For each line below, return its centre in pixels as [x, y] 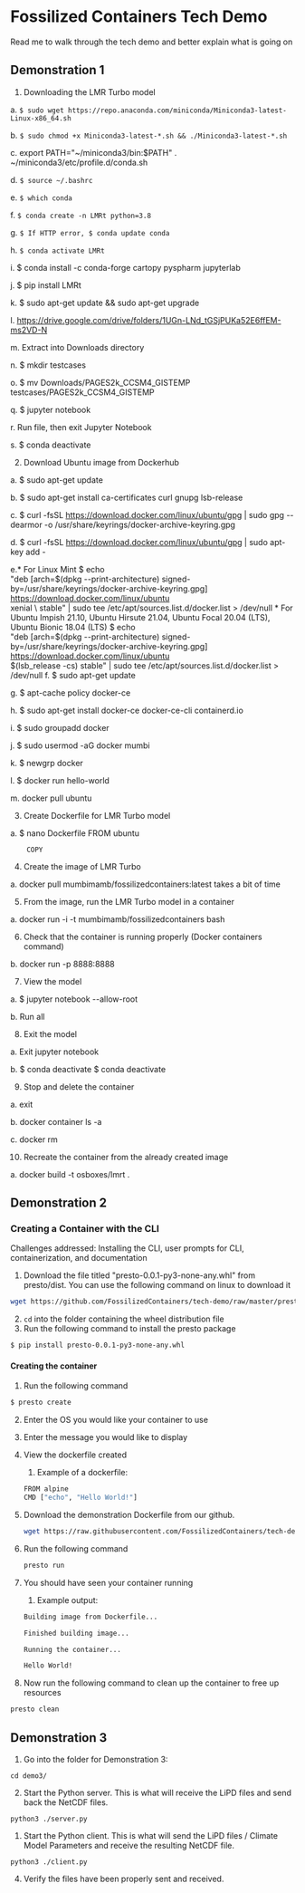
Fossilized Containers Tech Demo [139, 17]
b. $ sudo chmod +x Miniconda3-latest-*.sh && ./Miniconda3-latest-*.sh [149, 135]
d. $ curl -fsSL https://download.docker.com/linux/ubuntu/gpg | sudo [139, 542]
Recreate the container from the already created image [126, 1157]
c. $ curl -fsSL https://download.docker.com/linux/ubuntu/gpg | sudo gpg [147, 514]
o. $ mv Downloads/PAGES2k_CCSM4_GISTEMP [100, 382]
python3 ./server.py [49, 1819]
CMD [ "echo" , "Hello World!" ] [81, 1498]
